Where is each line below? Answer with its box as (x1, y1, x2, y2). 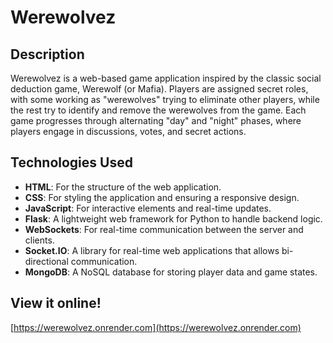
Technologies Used (10, 154, 133, 171)
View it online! (10, 295, 102, 312)
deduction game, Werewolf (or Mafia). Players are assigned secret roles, (10, 83, 309, 95)
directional (24, 255, 69, 267)
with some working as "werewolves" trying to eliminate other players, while (10, 94, 320, 105)
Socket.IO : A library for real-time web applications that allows (24, 244, 280, 256)
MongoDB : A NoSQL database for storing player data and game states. (24, 266, 318, 278)
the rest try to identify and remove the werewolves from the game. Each (10, 104, 307, 116)
